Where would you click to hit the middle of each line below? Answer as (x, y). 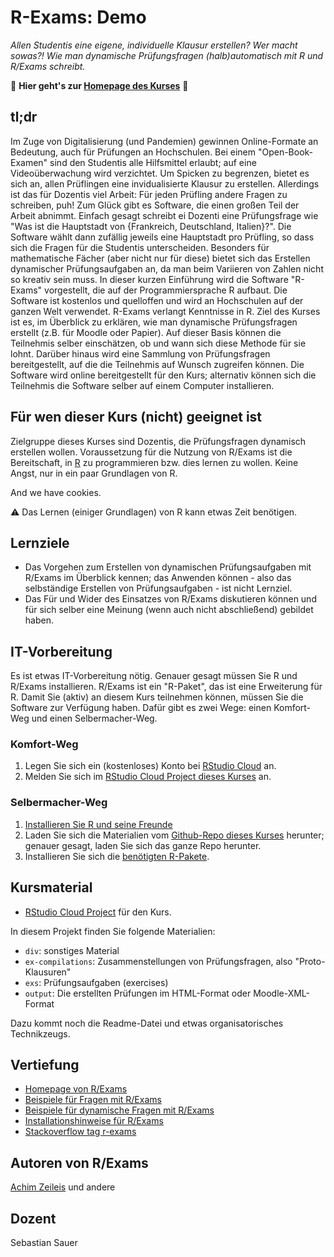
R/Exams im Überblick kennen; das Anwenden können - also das (158, 578)
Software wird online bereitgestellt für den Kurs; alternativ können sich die (163, 375)
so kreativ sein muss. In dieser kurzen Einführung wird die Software (149, 279)
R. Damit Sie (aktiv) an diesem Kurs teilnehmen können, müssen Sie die (157, 697)
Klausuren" (48, 972)
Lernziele (40, 542)
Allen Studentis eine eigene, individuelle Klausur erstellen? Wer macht (154, 45)
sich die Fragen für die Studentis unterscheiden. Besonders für (140, 247)
